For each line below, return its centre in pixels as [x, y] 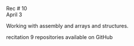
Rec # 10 [17, 8]
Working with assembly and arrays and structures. [67, 26]
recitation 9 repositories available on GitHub [60, 37]
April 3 [14, 15]
